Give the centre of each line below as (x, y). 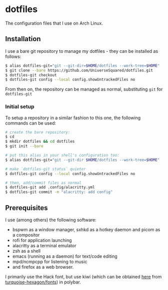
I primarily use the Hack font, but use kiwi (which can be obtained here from (83, 276)
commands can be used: (31, 123)
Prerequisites (26, 208)
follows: (13, 56)
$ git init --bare (24, 146)
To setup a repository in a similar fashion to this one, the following (73, 118)
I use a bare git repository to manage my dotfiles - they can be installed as (82, 51)
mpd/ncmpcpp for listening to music (50, 261)
